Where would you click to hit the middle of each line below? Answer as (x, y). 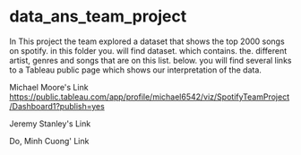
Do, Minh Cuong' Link (49, 141)
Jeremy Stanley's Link (50, 124)
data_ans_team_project (98, 17)
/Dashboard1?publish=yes (57, 106)
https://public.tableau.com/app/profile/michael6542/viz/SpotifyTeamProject (149, 97)
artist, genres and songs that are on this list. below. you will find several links (150, 60)
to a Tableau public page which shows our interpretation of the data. (136, 70)
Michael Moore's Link (49, 87)
